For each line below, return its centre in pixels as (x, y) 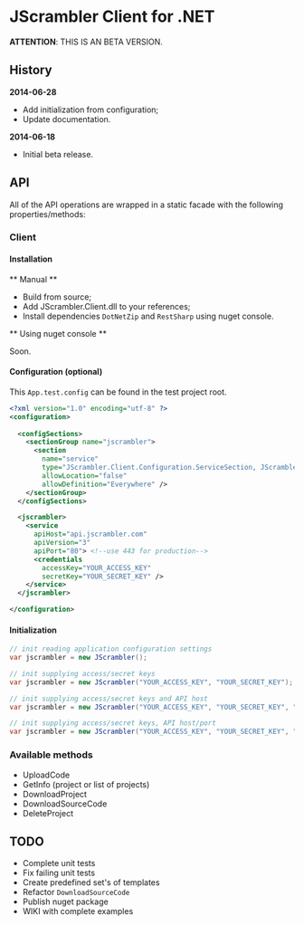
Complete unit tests (59, 863)
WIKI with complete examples (78, 911)
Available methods (51, 755)
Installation (31, 259)
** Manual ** (33, 279)
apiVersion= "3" (62, 543)
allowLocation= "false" (85, 476)
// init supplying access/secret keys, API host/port (113, 723)
